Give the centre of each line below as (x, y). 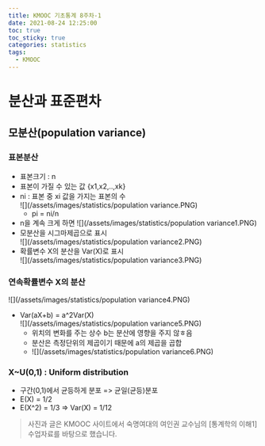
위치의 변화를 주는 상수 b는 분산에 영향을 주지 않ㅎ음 (112, 333)
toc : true (25, 30)
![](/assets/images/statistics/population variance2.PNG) (111, 242)
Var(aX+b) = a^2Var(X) (57, 315)
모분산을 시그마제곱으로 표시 (63, 233)
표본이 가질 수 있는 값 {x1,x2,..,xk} (73, 186)
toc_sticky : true (37, 38)
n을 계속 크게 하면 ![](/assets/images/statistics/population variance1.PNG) (138, 223)
